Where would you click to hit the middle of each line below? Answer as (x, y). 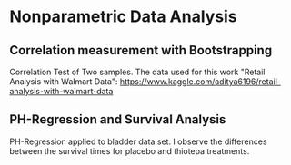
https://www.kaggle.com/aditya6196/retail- (201, 82)
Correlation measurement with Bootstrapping (141, 50)
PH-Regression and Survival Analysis (118, 120)
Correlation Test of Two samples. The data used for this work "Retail (137, 72)
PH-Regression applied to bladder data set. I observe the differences (138, 141)
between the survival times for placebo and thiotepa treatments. (130, 150)
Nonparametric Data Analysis (124, 17)
